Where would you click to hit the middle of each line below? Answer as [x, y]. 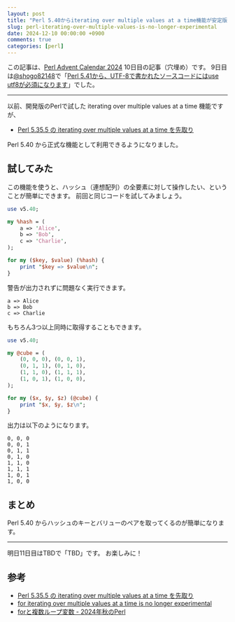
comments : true [29, 40]
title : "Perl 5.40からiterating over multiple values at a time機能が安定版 [117, 20]
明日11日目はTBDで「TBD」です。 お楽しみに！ [75, 553]
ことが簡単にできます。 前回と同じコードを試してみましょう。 [97, 195]
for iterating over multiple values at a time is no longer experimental [114, 604]
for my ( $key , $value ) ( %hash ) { [56, 261]
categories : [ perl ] [36, 46]
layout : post [26, 14]
